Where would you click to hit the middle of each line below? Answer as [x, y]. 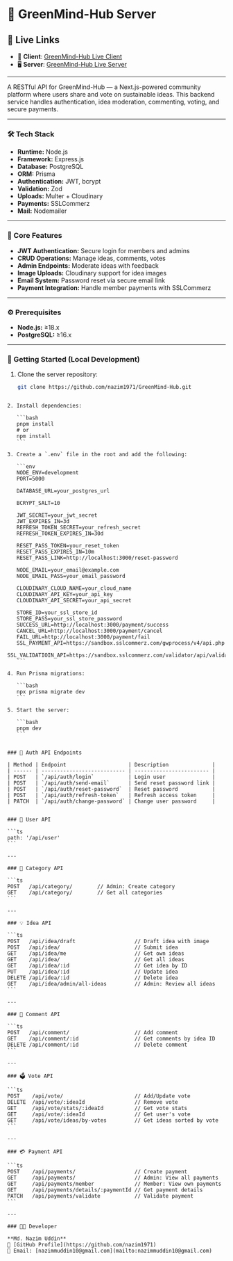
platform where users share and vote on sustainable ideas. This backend [111, 94]
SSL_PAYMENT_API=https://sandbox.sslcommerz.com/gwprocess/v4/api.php [121, 643]
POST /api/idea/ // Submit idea [93, 948]
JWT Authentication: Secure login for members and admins [103, 250]
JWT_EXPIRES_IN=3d [43, 522]
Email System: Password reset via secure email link [91, 280]
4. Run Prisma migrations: [46, 674]
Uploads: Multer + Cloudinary [60, 196]
